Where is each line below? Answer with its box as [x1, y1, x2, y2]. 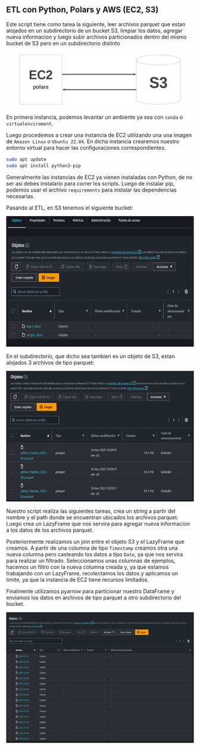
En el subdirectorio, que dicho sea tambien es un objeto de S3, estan [6, 352, 176, 360]
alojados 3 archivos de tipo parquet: [6, 359, 95, 366]
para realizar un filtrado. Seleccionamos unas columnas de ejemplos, [6, 557, 176, 564]
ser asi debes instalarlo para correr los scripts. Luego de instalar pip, [6, 180, 175, 187]
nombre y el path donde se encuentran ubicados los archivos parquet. [6, 513, 179, 521]
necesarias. [6, 192, 35, 199]
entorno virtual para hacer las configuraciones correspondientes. [6, 144, 166, 151]
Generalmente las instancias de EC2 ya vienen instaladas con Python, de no [6, 173, 193, 181]
